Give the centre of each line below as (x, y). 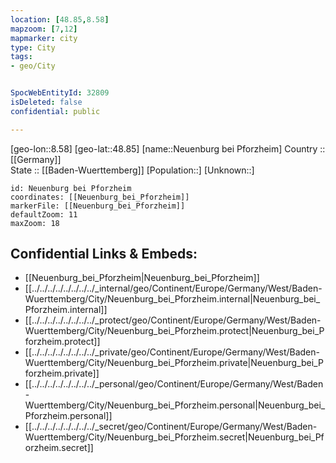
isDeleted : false (46, 102)
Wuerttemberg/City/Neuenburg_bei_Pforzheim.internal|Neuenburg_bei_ (172, 299)
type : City (33, 47)
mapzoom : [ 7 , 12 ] (44, 29)
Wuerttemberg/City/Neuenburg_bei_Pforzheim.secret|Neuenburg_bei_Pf (174, 437)
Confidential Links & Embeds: (104, 254)
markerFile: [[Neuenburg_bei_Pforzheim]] (98, 206)
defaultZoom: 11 (44, 214)
